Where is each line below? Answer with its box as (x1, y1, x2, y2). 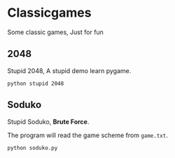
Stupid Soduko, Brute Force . (7, 117, 90, 126)
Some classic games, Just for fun (7, 28, 104, 36)
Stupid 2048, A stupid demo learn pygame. (7, 66, 132, 74)
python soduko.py (7, 144, 58, 151)
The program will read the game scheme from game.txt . (7, 131, 168, 139)
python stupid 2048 (7, 80, 64, 87)
